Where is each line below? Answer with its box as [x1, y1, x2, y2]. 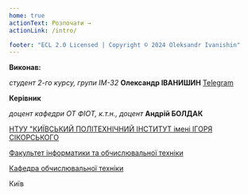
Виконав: [9, 63, 41, 72]
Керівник [9, 93, 42, 103]
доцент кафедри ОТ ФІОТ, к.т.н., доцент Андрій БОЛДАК [9, 109, 203, 119]
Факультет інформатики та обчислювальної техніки [9, 148, 184, 158]
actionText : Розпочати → [9, 19, 91, 27]
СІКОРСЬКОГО [9, 133, 59, 142]
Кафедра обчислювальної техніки [9, 164, 124, 174]
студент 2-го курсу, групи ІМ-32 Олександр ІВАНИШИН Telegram [9, 78, 234, 88]
